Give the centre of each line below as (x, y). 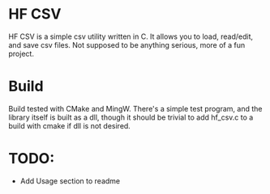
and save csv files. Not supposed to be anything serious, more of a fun (127, 44)
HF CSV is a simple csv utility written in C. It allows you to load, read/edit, (131, 36)
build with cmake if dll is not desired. (70, 125)
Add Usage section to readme (70, 181)
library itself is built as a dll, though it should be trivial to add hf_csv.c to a (131, 117)
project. (21, 53)
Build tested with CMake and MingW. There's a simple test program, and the (135, 108)
